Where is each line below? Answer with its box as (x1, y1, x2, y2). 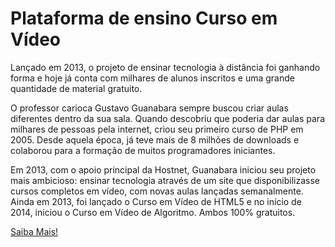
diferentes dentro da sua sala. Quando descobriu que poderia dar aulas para (10, 112, 326, 124)
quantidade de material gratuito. (10, 82, 143, 94)
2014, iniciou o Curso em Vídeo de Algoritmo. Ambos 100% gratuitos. (10, 206, 296, 218)
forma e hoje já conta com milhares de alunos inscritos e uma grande (10, 72, 295, 84)
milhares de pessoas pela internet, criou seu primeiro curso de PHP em (10, 123, 304, 135)
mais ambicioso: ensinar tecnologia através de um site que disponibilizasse (10, 174, 320, 186)
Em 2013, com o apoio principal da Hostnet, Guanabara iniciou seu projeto (10, 163, 317, 176)
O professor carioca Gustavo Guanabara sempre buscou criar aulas (10, 102, 289, 114)
